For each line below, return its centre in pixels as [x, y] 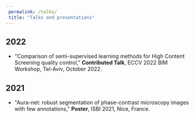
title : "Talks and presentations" [51, 17]
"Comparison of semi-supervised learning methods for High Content [99, 56]
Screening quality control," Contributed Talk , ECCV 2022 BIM [91, 63]
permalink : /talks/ [33, 12]
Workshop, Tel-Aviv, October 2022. [58, 69]
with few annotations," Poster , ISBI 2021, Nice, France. [82, 109]
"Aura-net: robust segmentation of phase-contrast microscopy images [101, 102]
